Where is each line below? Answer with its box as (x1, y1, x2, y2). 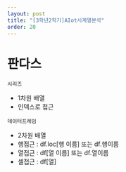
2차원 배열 (17, 131, 46, 140)
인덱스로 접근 (17, 102, 54, 111)
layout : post (7, 10, 46, 18)
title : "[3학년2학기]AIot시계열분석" (7, 17, 105, 24)
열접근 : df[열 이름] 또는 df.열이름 (17, 149, 109, 157)
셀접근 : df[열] (17, 157, 57, 166)
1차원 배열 (17, 94, 45, 102)
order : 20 (7, 23, 37, 30)
